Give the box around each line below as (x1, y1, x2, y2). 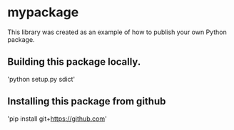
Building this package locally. (7, 56, 141, 68)
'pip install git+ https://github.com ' (7, 114, 107, 123)
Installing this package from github (7, 95, 166, 107)
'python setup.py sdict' (7, 75, 76, 83)
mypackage (7, 4, 79, 21)
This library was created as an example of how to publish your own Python (7, 28, 227, 36)
